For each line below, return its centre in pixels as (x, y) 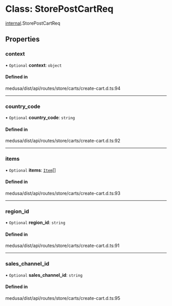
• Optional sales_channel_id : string (44, 275)
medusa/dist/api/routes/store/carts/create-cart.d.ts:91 (62, 246)
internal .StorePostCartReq (33, 23)
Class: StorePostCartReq (59, 9)
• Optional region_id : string (35, 223)
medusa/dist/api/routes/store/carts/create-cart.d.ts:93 (63, 193)
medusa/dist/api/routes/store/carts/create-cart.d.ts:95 (63, 298)
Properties (23, 39)
